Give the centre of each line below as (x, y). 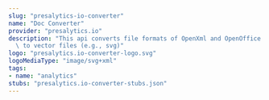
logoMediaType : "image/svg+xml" (62, 61)
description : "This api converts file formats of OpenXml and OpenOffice (135, 38)
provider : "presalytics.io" (56, 31)
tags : (17, 69)
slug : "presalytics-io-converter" (66, 16)
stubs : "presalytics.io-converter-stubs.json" (88, 83)
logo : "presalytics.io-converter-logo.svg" (83, 53)
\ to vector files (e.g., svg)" (70, 46)
